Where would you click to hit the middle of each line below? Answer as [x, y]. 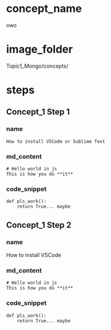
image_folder [40, 49]
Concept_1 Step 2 [39, 225]
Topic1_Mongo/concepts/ [37, 66]
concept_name [44, 9]
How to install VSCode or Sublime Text [56, 141]
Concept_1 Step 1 [38, 112]
